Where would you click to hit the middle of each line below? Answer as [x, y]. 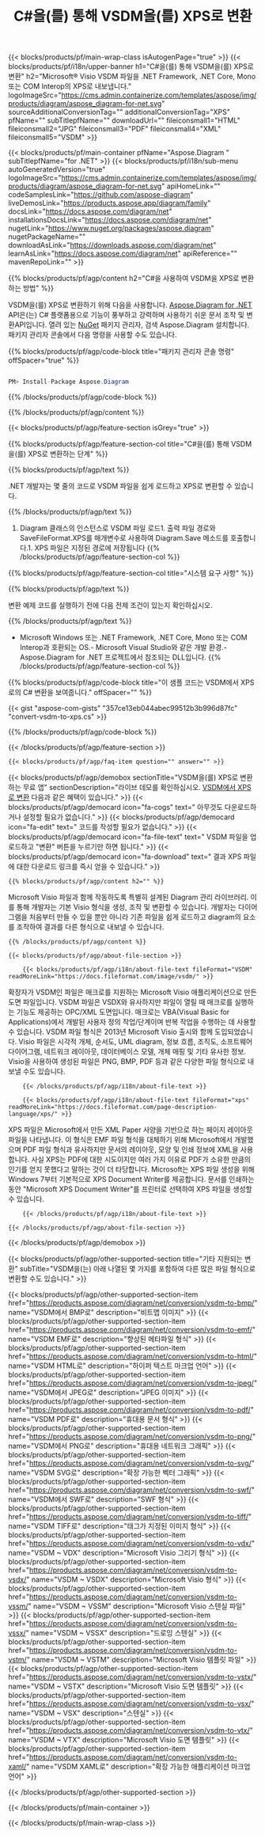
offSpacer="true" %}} [44, 360]
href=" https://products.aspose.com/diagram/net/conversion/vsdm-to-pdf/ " [131, 1410]
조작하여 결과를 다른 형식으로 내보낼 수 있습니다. [90, 927]
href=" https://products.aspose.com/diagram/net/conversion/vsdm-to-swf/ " [132, 1490]
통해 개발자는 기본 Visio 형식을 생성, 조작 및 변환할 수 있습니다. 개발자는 [127, 907]
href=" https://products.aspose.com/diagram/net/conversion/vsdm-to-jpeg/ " [133, 1383]
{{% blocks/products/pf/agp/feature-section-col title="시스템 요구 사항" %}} [131, 573]
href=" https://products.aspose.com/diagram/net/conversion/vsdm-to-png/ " [132, 1437]
